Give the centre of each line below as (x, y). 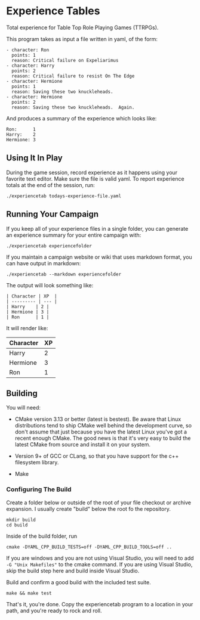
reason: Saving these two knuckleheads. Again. (73, 107)
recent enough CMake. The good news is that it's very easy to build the (103, 438)
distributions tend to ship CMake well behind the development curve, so (103, 426)
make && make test (29, 593)
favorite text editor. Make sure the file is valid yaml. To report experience (95, 179)
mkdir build (21, 520)
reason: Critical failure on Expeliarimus (65, 60)
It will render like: (27, 328)
